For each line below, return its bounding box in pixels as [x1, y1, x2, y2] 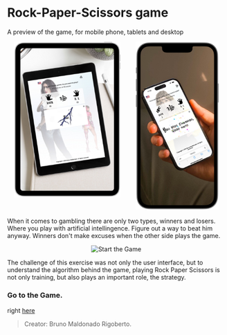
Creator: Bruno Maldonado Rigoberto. [24, 320, 131, 328]
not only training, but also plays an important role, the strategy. [7, 273, 186, 282]
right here [7, 306, 35, 314]
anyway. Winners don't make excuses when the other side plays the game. [7, 232, 221, 240]
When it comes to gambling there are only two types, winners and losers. [7, 217, 216, 226]
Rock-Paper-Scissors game [7, 5, 169, 21]
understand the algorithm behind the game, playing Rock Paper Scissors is [7, 266, 220, 274]
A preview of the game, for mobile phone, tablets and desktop [7, 28, 184, 36]
